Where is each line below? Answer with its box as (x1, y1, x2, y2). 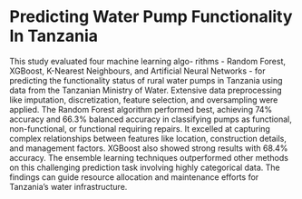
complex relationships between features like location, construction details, (9, 133, 287, 144)
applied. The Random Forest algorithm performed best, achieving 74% (9, 104, 273, 114)
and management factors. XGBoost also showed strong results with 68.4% (9, 143, 288, 154)
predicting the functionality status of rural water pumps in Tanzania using (9, 75, 283, 85)
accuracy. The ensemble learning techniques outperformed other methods (9, 152, 288, 163)
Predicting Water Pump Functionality (9, 6, 293, 27)
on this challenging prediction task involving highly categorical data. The (9, 162, 280, 173)
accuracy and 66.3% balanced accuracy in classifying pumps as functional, (9, 114, 292, 124)
